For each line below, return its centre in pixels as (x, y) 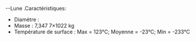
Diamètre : (26, 19)
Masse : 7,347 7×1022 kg (44, 26)
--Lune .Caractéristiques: (36, 8)
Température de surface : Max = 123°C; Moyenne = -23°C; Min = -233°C (102, 32)
